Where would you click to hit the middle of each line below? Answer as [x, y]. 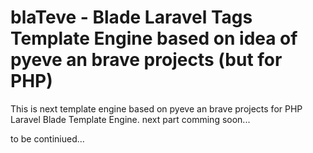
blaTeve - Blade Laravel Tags [131, 17]
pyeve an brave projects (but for [146, 60]
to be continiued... [47, 138]
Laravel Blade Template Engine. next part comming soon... [130, 119]
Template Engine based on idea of [154, 38]
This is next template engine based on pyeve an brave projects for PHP [156, 108]
